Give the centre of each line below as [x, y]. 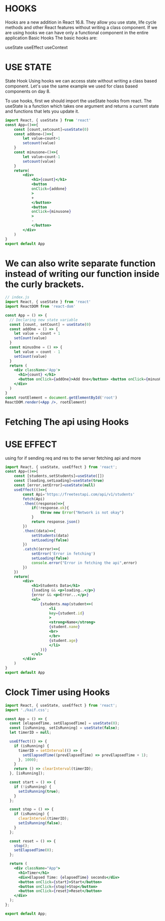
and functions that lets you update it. [42, 111]
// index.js [17, 297]
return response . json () [55, 522]
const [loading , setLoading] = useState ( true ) [59, 481]
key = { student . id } [67, 613]
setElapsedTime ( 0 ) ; [34, 850]
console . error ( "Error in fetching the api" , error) [84, 563]
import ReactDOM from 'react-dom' [41, 307]
